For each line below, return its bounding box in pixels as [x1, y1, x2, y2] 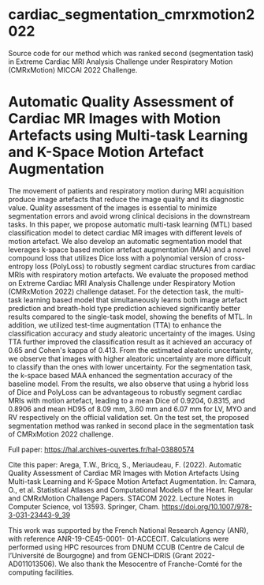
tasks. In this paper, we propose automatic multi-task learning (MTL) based [8, 219, 252, 229]
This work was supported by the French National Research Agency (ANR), [8, 525, 249, 534]
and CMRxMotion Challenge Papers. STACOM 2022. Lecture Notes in [8, 493, 234, 503]
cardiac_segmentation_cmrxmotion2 [8, 6, 255, 24]
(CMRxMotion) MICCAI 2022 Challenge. [8, 65, 138, 74]
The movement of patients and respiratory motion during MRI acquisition [8, 186, 244, 195]
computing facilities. [8, 567, 74, 577]
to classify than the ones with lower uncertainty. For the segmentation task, [8, 362, 253, 372]
